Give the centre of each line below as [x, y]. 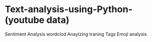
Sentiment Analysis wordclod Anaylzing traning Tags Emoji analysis [76, 34]
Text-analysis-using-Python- [69, 9]
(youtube [25, 20]
